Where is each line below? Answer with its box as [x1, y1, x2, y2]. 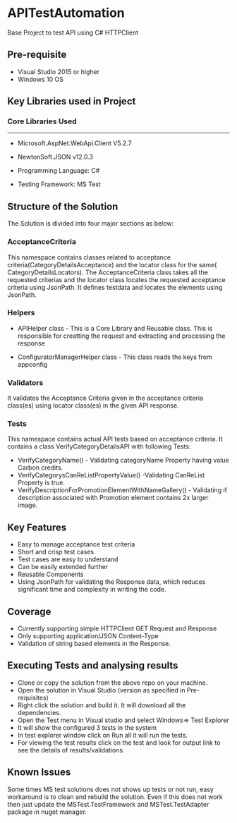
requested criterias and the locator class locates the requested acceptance [7, 275, 226, 284]
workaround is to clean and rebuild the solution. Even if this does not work [7, 792, 224, 801]
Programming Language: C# [17, 166, 100, 175]
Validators [7, 377, 44, 387]
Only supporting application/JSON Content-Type [17, 632, 159, 640]
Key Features [7, 521, 67, 533]
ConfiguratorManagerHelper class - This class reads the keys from [17, 353, 213, 361]
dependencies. [17, 708, 61, 717]
